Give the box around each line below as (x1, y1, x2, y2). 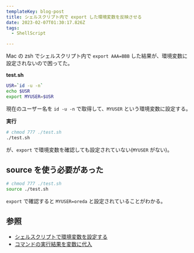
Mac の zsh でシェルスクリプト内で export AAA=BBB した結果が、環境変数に (6, 52, 188, 59)
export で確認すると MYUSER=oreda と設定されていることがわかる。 (6, 198, 166, 205)
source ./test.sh (6, 186, 49, 193)
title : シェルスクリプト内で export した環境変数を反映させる (6, 14, 142, 20)
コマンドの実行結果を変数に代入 (14, 240, 92, 247)
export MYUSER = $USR (6, 93, 54, 100)
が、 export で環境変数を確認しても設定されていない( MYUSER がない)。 (6, 146, 173, 153)
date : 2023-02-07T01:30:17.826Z (6, 19, 85, 25)
